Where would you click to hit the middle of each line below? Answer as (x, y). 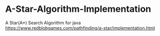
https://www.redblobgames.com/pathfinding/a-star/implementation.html (80, 28)
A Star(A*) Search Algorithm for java (43, 23)
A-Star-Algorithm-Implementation (78, 9)
